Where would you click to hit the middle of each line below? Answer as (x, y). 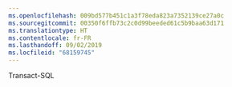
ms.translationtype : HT (48, 30)
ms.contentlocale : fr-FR (50, 38)
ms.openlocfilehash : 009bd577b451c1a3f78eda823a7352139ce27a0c (116, 16)
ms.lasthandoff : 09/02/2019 (55, 45)
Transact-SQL (31, 75)
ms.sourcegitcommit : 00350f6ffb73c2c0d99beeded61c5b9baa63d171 (116, 23)
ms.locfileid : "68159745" (51, 53)
